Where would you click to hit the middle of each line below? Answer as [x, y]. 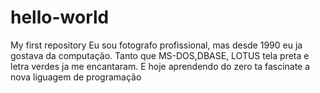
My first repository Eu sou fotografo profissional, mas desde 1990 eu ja [156, 45]
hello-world [60, 17]
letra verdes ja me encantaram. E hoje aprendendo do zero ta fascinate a [160, 66]
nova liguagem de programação [76, 77]
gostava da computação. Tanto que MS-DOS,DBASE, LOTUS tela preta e [160, 55]
